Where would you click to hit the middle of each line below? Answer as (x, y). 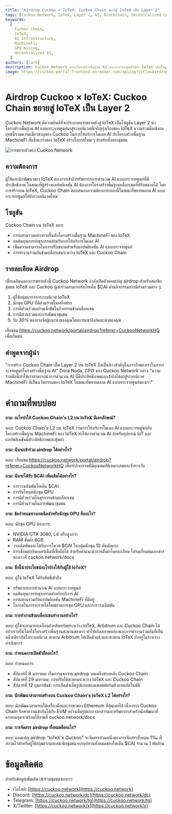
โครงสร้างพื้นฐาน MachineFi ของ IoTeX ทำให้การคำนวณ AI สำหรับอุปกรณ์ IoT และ (79, 434)
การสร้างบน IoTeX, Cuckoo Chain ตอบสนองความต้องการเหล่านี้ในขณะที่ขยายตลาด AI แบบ (85, 190)
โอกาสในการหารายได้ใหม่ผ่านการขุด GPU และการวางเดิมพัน (64, 605)
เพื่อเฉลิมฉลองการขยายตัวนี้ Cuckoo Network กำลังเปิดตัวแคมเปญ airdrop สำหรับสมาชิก (84, 281)
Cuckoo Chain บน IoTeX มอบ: (35, 225)
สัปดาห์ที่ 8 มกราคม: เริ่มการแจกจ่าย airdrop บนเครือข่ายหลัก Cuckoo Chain (80, 674)
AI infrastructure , (35, 39)
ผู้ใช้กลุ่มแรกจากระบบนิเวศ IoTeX (41, 297)
